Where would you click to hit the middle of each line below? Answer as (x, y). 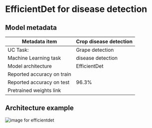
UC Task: (18, 50)
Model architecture (30, 66)
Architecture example (39, 108)
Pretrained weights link (34, 90)
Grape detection (95, 50)
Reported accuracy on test (38, 82)
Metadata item (39, 42)
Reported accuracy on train (39, 74)
